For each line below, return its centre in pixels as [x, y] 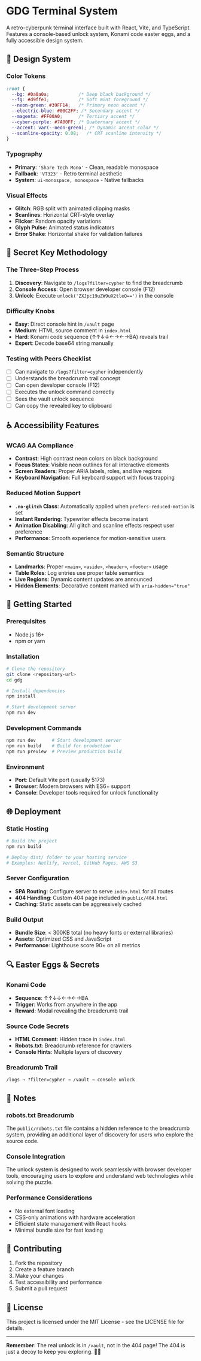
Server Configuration [38, 878]
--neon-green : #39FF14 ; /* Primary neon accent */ [79, 105]
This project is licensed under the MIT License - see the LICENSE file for [95, 1322]
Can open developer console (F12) [57, 385]
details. [15, 1328]
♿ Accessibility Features [53, 425]
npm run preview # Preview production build [64, 752]
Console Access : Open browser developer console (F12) [85, 289]
